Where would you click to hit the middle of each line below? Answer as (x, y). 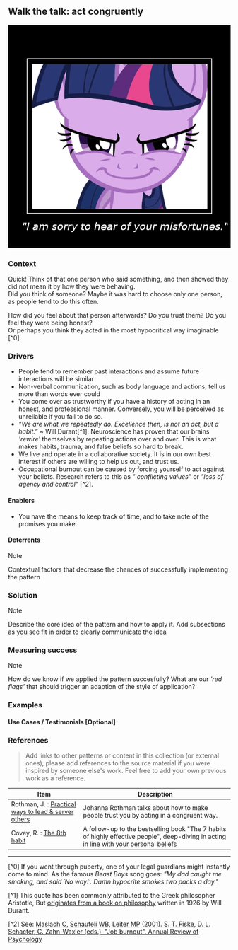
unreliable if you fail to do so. (60, 417)
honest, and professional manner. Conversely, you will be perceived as (121, 409)
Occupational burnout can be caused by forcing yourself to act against (121, 469)
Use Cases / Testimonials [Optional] (62, 722)
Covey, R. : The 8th (38, 833)
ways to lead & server (42, 811)
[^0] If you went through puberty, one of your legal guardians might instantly (119, 867)
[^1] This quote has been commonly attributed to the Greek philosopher (112, 895)
